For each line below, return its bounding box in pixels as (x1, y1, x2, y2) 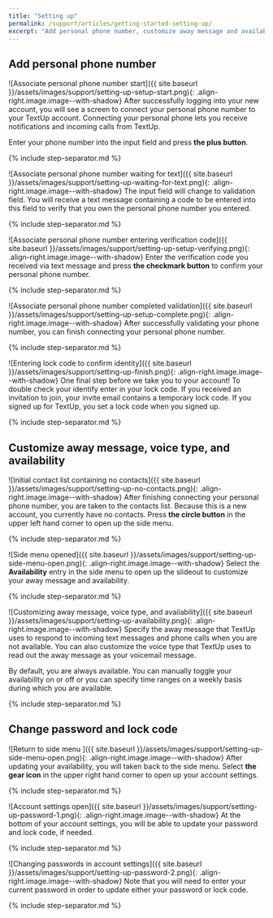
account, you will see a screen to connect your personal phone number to (8, 105, 256, 115)
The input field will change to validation (123, 186, 256, 196)
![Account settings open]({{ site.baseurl (8, 801, 141, 811)
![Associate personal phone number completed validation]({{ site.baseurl (8, 301, 253, 311)
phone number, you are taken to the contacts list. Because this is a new (8, 501, 248, 510)
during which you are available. (8, 683, 114, 693)
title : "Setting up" (8, 11, 79, 20)
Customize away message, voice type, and (8, 440, 230, 455)
